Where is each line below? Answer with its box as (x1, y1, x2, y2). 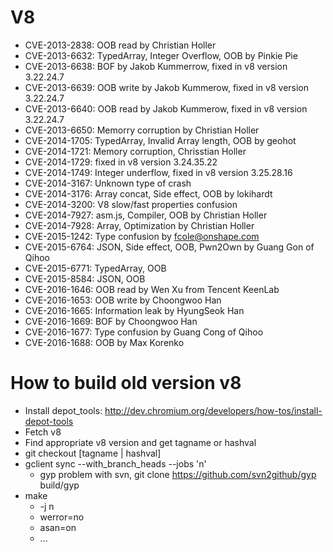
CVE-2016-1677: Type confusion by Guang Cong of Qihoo (24, 326, 264, 338)
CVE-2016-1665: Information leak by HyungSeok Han (24, 304, 245, 316)
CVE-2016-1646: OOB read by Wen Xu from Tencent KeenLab (24, 283, 280, 295)
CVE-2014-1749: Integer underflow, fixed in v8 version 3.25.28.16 (24, 166, 293, 178)
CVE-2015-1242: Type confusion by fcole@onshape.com (24, 230, 260, 242)
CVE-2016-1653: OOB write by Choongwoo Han (24, 294, 222, 306)
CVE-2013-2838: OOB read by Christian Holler (24, 39, 217, 51)
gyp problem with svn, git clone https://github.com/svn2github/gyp (39, 468, 317, 480)
